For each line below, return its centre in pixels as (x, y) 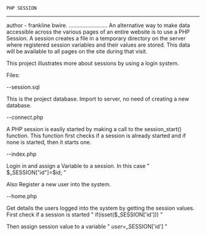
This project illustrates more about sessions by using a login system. (93, 63)
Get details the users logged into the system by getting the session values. (101, 208)
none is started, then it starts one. (49, 142)
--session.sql (23, 87)
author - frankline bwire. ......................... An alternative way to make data (98, 25)
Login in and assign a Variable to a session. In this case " (78, 166)
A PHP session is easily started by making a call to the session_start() (94, 129)
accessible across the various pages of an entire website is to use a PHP (98, 32)
